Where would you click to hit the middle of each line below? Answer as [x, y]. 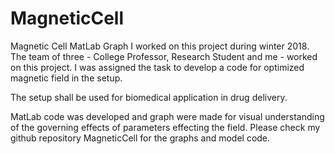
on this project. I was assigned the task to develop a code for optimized [157, 67]
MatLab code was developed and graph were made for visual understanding [167, 116]
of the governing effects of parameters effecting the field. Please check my [165, 127]
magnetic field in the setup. [66, 78]
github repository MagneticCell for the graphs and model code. [140, 138]
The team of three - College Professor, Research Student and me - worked [164, 56]
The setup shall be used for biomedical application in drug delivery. [149, 97]
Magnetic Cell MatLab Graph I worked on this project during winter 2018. [160, 46]
